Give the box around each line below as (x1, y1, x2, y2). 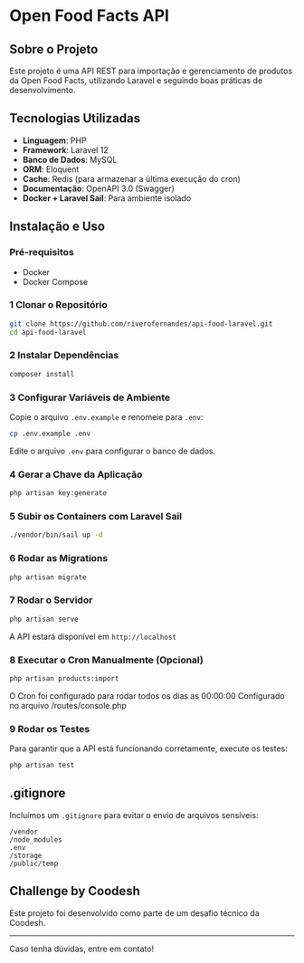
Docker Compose (22, 276, 89, 287)
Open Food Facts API (9, 5, 170, 26)
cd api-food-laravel (9, 328, 88, 337)
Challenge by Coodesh (9, 883, 140, 899)
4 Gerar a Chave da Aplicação (9, 468, 143, 481)
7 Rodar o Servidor (9, 594, 93, 606)
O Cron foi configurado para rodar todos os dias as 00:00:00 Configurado (9, 690, 285, 701)
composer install (9, 369, 75, 378)
